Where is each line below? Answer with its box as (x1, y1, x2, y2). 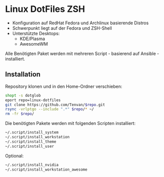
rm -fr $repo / (5, 112, 35, 117)
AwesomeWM (19, 41, 48, 47)
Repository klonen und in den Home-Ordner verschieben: (5, 83, 122, 89)
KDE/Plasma (19, 36, 46, 42)
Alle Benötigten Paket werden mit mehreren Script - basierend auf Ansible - (5, 51, 160, 57)
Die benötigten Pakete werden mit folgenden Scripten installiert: (5, 120, 136, 126)
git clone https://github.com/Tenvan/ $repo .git (5, 102, 106, 107)
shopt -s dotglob (5, 93, 41, 98)
